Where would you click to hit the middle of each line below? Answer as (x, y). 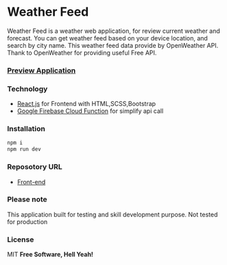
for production (27, 222)
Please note (27, 199)
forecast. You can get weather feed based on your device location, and (107, 38)
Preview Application (41, 71)
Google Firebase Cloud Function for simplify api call (90, 111)
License (21, 239)
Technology (27, 88)
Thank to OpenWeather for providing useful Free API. (82, 53)
